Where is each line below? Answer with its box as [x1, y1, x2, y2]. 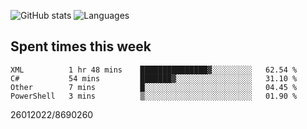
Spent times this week [10, 38, 152, 55]
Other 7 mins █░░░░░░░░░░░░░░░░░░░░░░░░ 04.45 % [10, 82, 298, 92]
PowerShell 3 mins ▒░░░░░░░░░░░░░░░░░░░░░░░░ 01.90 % [10, 91, 298, 101]
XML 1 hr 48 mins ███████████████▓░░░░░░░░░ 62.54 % [10, 65, 298, 75]
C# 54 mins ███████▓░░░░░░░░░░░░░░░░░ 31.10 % [10, 73, 298, 84]
